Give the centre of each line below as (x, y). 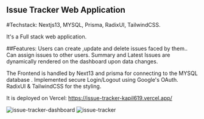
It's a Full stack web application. (47, 37)
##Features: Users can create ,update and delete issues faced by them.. (97, 48)
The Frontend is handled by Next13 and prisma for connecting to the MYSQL (102, 73)
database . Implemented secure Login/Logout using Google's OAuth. (92, 79)
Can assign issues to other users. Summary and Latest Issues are (88, 55)
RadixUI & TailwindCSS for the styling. (54, 86)
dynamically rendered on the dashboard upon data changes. (82, 61)
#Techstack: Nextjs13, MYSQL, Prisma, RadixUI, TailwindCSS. (83, 24)
